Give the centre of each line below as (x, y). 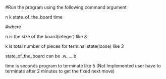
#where (13, 27)
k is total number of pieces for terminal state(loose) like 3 (65, 46)
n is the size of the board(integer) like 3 (46, 36)
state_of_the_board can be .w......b (41, 56)
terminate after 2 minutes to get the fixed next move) (60, 71)
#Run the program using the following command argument (66, 7)
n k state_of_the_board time (34, 17)
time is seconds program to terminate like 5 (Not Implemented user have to (83, 66)
